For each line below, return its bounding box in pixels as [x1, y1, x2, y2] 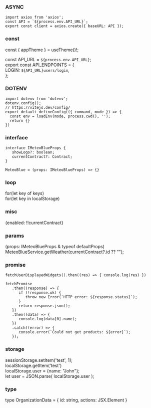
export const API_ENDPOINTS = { [5, 62, 74, 68]
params [5, 232, 24, 239]
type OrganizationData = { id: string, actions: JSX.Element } [5, 397, 127, 403]
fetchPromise [5, 282, 32, 287]
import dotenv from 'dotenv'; [5, 96, 68, 101]
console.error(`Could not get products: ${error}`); [18, 330, 131, 335]
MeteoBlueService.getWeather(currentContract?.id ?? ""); [5, 249, 124, 255]
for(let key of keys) [5, 190, 44, 196]
